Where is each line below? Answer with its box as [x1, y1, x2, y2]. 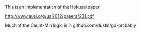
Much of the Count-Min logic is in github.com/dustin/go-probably [5, 22, 136, 28]
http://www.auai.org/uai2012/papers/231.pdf [5, 13, 94, 19]
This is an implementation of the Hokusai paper [5, 4, 100, 10]
